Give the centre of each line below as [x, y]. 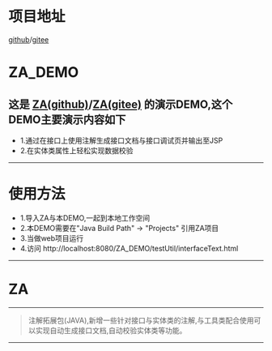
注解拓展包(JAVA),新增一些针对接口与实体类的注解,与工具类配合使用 [141, 320]
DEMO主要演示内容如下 [67, 120]
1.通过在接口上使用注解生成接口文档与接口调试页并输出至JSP [121, 140]
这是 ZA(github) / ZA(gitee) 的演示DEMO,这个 [121, 104]
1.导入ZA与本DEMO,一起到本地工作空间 [85, 218]
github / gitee [29, 39]
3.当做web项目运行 [52, 238]
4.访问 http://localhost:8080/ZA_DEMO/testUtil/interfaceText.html [129, 248]
